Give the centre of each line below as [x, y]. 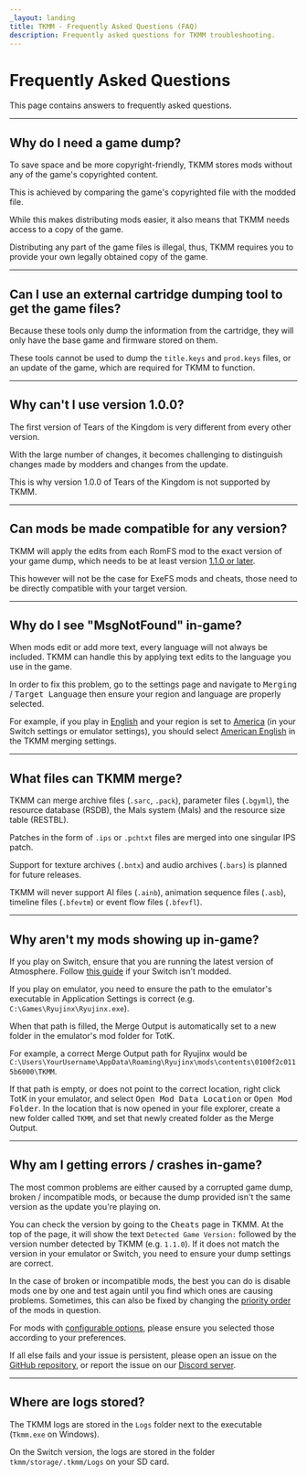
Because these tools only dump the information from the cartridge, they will [152, 330]
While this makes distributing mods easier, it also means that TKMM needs [150, 219]
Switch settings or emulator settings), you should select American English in [153, 732]
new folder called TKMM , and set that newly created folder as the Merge [142, 1118]
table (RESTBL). [39, 820]
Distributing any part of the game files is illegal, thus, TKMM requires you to [152, 247]
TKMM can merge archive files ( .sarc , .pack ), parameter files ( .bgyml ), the [149, 800]
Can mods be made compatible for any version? [148, 529]
